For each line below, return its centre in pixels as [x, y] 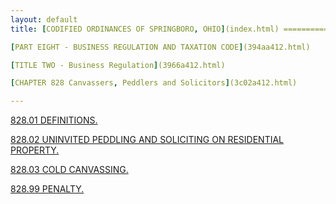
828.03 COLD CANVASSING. [69, 170]
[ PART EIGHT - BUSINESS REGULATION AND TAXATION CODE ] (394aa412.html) [160, 47]
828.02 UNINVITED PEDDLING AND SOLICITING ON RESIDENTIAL [147, 140]
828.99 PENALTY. [47, 189]
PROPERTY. [35, 150]
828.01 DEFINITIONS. [54, 120]
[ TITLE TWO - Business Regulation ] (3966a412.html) [118, 65]
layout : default [44, 19]
